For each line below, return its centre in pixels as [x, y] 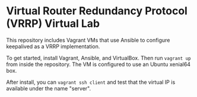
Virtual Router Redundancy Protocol [97, 11]
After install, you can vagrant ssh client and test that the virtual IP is [91, 82]
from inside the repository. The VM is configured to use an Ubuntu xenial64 [99, 64]
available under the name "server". [48, 88]
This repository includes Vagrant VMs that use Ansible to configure [88, 40]
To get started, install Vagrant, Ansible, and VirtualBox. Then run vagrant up [99, 58]
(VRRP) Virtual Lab [53, 24]
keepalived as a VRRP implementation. [53, 46]
